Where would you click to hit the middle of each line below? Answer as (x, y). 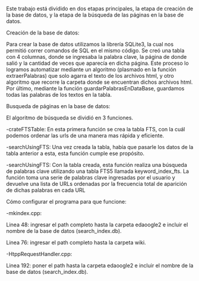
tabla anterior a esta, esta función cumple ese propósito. (75, 153)
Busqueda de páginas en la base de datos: (58, 106)
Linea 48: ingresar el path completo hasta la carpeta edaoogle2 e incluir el (97, 225)
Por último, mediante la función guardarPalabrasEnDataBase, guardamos (95, 88)
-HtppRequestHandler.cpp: (39, 254)
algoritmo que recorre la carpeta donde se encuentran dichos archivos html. (99, 82)
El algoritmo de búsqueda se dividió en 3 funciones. (70, 118)
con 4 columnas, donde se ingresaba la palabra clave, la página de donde (97, 57)
